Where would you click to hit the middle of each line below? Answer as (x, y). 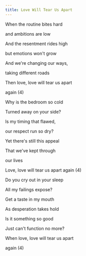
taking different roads (27, 73)
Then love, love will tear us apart (39, 82)
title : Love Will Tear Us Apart (39, 10)
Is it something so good (29, 218)
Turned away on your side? (33, 111)
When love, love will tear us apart (39, 238)
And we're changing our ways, (37, 63)
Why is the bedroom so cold (34, 102)
